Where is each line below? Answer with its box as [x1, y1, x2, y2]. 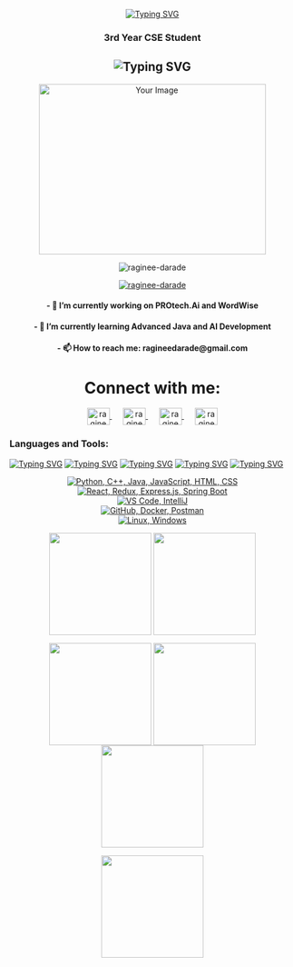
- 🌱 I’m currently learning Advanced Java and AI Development [33, 321, 272, 332]
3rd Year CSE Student [103, 31, 201, 44]
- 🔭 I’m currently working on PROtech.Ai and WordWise [46, 300, 259, 311]
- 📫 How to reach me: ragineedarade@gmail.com [57, 342, 248, 354]
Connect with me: [83, 377, 221, 398]
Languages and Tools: [9, 437, 109, 450]
